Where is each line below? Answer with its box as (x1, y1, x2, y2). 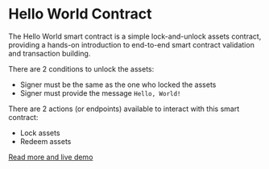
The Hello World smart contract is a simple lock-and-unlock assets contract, (8, 31, 262, 41)
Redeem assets (19, 136, 72, 146)
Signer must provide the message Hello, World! (19, 88, 181, 97)
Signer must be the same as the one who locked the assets (19, 80, 217, 89)
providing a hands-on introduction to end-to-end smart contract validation (8, 39, 255, 49)
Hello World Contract (8, 5, 152, 23)
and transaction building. (8, 48, 91, 58)
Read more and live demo (8, 152, 93, 162)
